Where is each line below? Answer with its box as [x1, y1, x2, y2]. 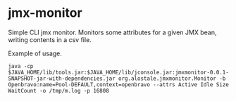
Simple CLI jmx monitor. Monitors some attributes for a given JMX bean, [8, 28, 217, 36]
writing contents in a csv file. [8, 35, 92, 43]
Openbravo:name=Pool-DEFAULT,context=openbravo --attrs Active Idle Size [8, 81, 230, 88]
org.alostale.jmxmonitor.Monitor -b [118, 75, 226, 82]
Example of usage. [8, 49, 63, 58]
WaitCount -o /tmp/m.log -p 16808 [8, 87, 110, 94]
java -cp [8, 62, 34, 69]
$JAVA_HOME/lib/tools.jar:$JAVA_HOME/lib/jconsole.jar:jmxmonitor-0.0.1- [8, 69, 230, 76]
